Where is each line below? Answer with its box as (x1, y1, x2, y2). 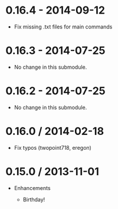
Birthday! (22, 196, 45, 203)
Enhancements (14, 184, 51, 191)
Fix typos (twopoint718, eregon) (14, 144, 92, 151)
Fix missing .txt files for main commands (14, 23, 113, 30)
